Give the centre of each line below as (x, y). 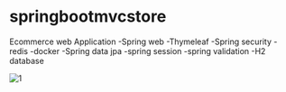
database (27, 60)
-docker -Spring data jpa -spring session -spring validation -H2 (148, 51)
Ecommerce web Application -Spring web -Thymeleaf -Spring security (141, 41)
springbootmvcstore (88, 17)
